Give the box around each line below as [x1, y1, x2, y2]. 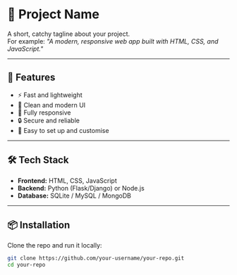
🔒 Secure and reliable [17, 116, 80, 124]
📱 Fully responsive [17, 108, 72, 117]
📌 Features [7, 72, 56, 84]
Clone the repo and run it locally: [7, 241, 102, 250]
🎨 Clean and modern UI [17, 101, 86, 109]
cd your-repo [7, 262, 46, 269]
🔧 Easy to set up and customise [17, 126, 109, 134]
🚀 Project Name [7, 6, 100, 23]
